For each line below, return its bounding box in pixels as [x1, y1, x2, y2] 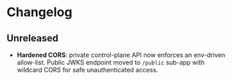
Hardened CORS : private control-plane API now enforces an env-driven [16, 51, 226, 59]
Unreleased [6, 32, 59, 44]
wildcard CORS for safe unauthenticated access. [16, 66, 159, 74]
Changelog [6, 4, 73, 20]
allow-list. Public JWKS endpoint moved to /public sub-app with [16, 58, 205, 67]
